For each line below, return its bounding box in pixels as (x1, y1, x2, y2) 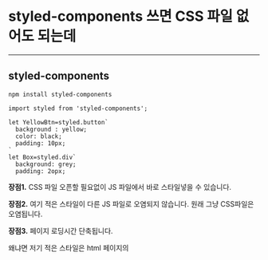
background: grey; (15, 160, 77, 168)
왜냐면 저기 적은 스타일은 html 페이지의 (8, 242, 129, 252)
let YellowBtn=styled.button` (8, 118, 109, 126)
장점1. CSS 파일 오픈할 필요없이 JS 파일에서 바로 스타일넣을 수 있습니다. (8, 182, 232, 191)
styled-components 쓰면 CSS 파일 (8, 7, 234, 26)
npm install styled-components (8, 90, 112, 98)
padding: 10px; (15, 139, 66, 148)
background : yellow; (15, 125, 88, 133)
